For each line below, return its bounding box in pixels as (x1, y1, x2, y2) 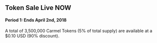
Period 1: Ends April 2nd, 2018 (5, 17, 67, 23)
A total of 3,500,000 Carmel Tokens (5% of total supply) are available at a (5, 28, 153, 33)
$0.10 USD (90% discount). (5, 33, 60, 39)
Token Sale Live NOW (5, 4, 71, 12)
